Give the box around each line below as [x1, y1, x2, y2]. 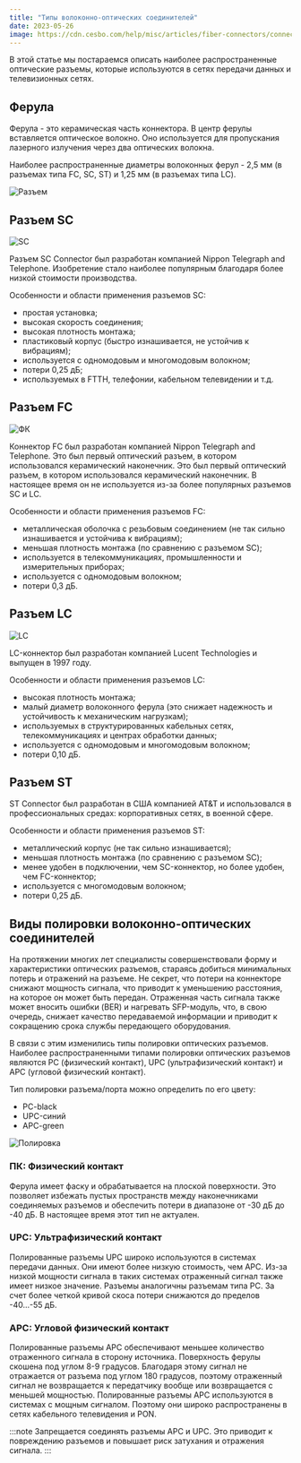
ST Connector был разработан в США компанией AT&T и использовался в [9, 798, 292, 809]
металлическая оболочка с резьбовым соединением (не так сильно [21, 523, 286, 534]
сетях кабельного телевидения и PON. [9, 1408, 157, 1420]
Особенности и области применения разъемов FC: [9, 505, 206, 516]
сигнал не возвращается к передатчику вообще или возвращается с [9, 1381, 273, 1391]
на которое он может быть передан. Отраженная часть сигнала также [9, 992, 280, 1003]
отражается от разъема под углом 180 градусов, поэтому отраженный [9, 1371, 283, 1381]
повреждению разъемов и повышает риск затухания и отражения [9, 1435, 264, 1447]
